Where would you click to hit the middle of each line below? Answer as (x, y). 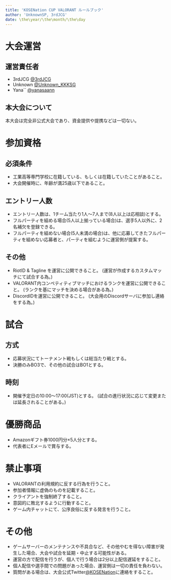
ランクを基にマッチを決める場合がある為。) (69, 289)
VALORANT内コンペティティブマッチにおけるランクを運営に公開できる (87, 283)
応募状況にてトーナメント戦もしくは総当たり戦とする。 (71, 358)
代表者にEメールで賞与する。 (43, 446)
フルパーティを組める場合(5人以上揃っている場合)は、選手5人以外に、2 (87, 220)
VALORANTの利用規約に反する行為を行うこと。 (63, 484)
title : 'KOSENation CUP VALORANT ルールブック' (54, 10)
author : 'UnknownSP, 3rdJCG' (36, 15)
